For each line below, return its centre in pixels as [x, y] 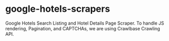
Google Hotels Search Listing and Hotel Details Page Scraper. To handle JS [85, 23]
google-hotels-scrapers [58, 9]
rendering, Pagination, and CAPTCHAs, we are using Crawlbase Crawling [83, 28]
